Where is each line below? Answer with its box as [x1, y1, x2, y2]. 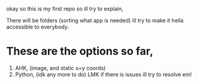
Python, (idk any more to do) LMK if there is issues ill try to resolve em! [15, 71, 192, 78]
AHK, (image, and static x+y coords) [15, 64, 106, 71]
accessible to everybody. [6, 24, 69, 30]
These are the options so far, [6, 45, 154, 58]
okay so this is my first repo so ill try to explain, [6, 5, 124, 12]
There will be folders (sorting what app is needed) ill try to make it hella [6, 17, 183, 24]
